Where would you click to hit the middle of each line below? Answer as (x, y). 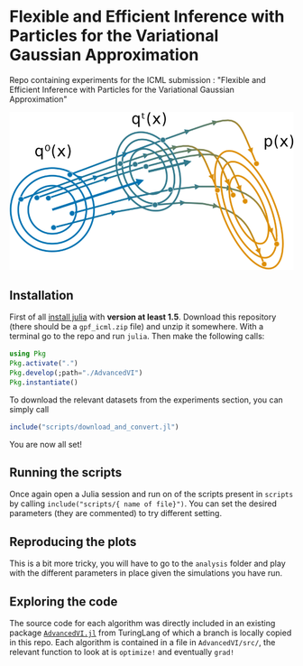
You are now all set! (46, 444)
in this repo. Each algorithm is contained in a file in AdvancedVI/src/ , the (142, 643)
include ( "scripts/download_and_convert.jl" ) (94, 427)
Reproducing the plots (73, 542)
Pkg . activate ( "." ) (44, 364)
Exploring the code (64, 601)
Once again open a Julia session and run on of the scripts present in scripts (151, 495)
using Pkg (28, 354)
